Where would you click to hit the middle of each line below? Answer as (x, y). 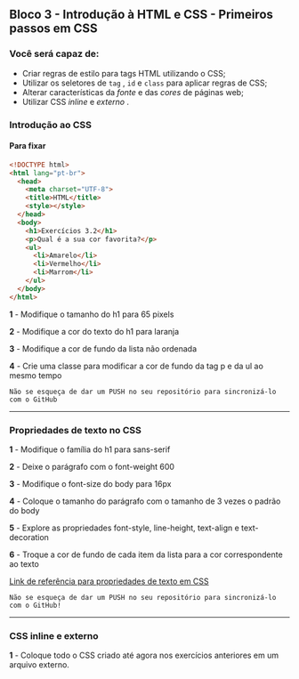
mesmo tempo (36, 375)
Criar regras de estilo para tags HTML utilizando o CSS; (124, 73)
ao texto (24, 563)
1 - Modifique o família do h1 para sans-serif (90, 449)
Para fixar (28, 146)
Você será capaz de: (54, 54)
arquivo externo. (39, 665)
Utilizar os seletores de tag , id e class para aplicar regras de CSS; (145, 83)
